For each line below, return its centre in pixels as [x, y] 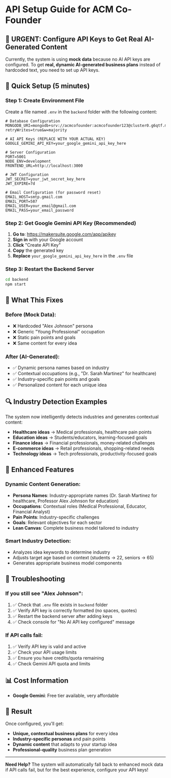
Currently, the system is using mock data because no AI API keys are [78, 59]
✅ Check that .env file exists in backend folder [60, 605]
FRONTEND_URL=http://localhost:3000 [44, 166]
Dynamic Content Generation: [43, 484]
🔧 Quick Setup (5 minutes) [48, 86]
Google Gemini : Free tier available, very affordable [66, 695]
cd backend [17, 280]
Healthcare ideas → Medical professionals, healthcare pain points [82, 432]
